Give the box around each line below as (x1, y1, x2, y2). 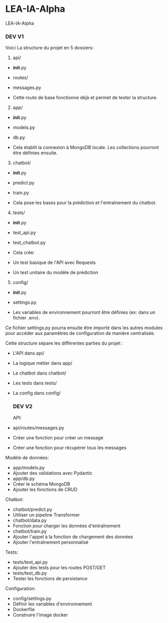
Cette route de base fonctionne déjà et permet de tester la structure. (12, 95, 158, 101)
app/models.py (12, 464, 45, 471)
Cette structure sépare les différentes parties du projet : (5, 340, 123, 346)
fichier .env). (12, 315, 40, 321)
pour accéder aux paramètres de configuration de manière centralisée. (5, 330, 156, 336)
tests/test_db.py (12, 569, 47, 576)
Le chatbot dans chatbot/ (12, 370, 67, 376)
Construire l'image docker (12, 612, 68, 618)
